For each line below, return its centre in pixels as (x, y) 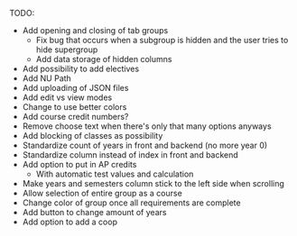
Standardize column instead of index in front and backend (130, 155)
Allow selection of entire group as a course (102, 193)
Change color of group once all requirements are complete (131, 203)
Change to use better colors (74, 107)
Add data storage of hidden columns (104, 59)
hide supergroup (67, 50)
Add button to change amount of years (94, 212)
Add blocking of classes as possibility (93, 136)
